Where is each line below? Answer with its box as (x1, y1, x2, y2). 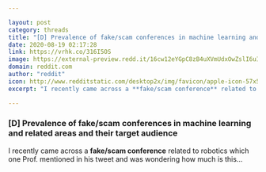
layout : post (8, 18, 51, 26)
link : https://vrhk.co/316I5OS (8, 48, 112, 56)
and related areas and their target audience (8, 128, 178, 139)
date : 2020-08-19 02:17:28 (8, 40, 97, 48)
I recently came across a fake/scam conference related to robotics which (8, 146, 249, 155)
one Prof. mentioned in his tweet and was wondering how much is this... (8, 154, 243, 163)
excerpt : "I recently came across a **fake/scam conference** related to (8, 85, 257, 93)
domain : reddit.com (8, 63, 73, 71)
